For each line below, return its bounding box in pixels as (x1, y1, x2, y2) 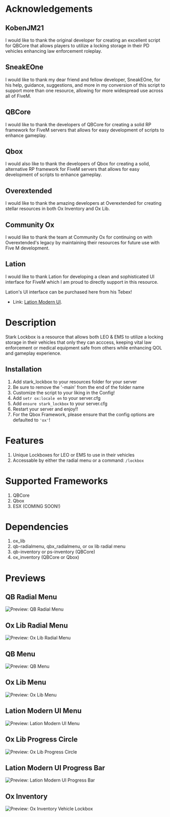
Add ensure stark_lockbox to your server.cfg (12, 400, 108, 406)
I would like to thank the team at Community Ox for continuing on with (5, 234, 153, 240)
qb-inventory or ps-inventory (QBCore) (12, 549, 96, 555)
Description (5, 317, 56, 328)
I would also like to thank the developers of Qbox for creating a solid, (5, 161, 151, 167)
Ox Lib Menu (5, 678, 47, 687)
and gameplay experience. (5, 350, 61, 356)
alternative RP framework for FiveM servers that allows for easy (5, 166, 140, 172)
